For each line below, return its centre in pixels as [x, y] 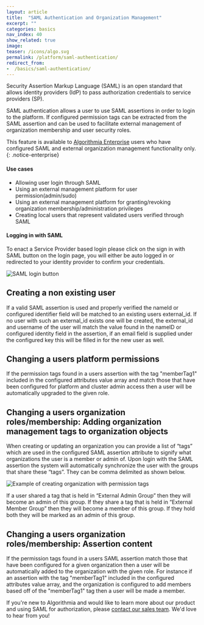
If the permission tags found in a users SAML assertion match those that [97, 559]
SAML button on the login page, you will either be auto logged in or [90, 255]
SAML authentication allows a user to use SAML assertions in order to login [101, 111]
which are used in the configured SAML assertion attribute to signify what [99, 452]
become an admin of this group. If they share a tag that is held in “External [100, 502]
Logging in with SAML [34, 235]
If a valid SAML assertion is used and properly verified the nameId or [93, 307]
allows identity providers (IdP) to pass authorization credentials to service [99, 93]
